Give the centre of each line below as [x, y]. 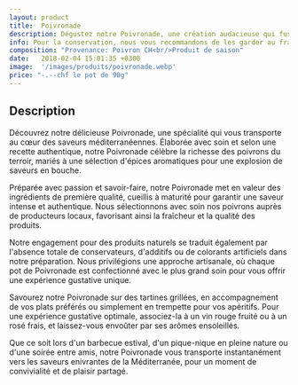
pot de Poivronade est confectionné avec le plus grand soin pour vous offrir [148, 271]
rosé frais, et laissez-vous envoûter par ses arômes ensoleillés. [125, 326]
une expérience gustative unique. [70, 279]
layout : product [39, 17]
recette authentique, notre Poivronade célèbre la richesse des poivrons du [145, 151]
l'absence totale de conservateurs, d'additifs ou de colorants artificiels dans [148, 251]
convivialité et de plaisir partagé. [69, 371]
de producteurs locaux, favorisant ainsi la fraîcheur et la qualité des [132, 216]
